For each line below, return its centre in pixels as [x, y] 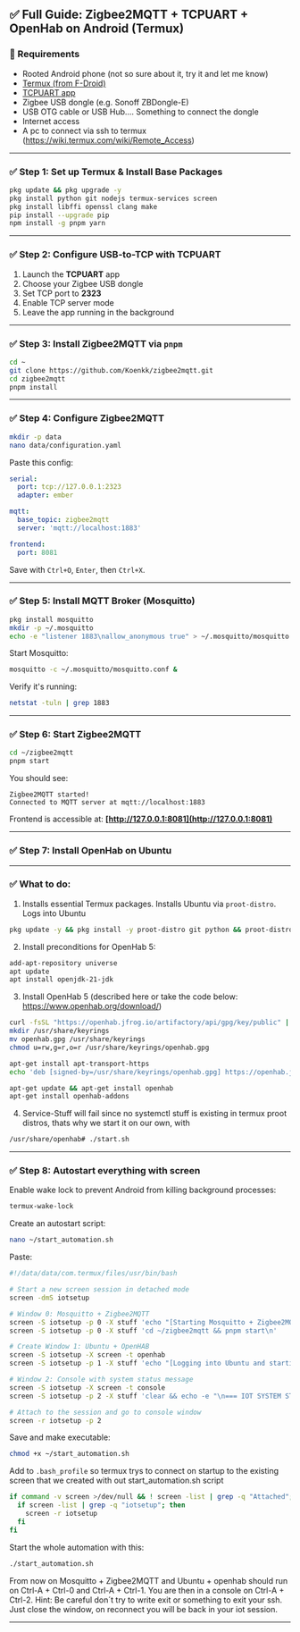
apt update [29, 972]
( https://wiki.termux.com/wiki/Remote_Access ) [108, 140]
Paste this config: [42, 462]
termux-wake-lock [42, 1207]
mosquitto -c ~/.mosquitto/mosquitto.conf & [93, 669]
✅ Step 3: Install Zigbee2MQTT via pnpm [96, 343]
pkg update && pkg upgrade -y [66, 190]
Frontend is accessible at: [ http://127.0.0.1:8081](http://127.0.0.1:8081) [141, 819]
